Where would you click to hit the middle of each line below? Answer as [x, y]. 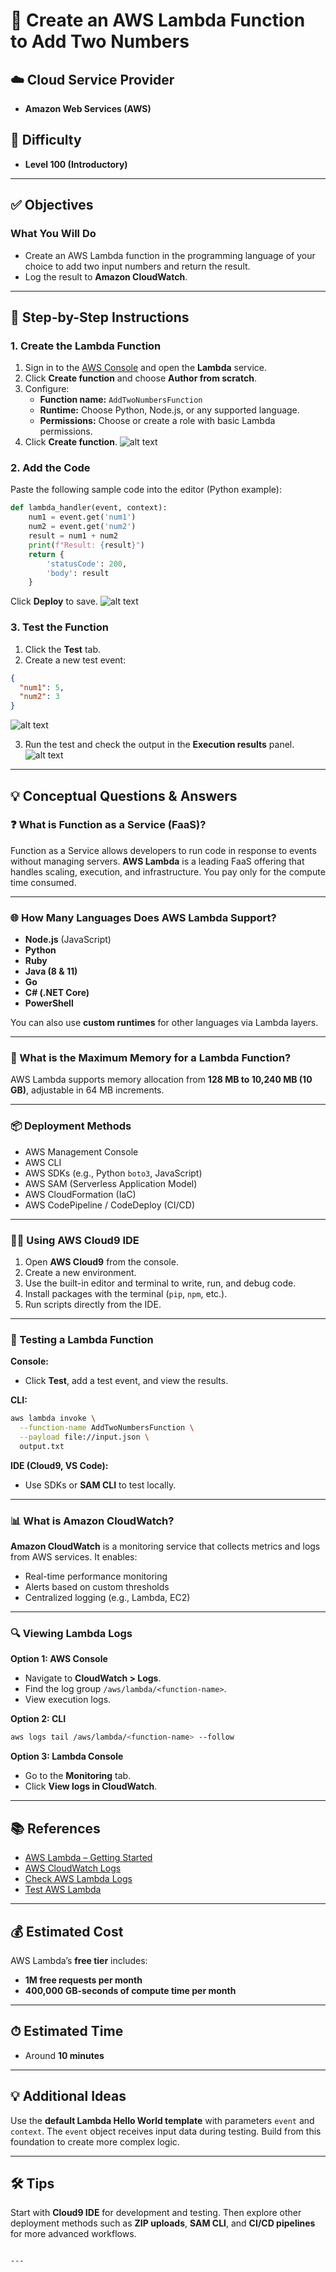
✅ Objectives [52, 205]
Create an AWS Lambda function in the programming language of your [170, 255]
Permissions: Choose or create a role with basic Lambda [157, 421]
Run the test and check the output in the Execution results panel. [159, 745]
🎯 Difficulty [46, 140]
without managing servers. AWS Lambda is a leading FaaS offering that [157, 861]
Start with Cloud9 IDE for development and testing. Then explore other [156, 2213]
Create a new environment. [80, 1273]
